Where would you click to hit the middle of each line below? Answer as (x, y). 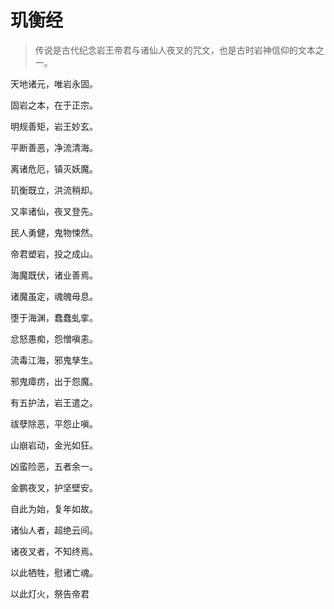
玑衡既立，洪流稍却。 (54, 190)
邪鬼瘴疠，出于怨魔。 (54, 381)
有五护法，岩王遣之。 (54, 402)
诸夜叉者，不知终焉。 (54, 551)
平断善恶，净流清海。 (54, 147)
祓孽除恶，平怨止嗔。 (54, 423)
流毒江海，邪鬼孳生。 (54, 360)
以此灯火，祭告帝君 (50, 593)
